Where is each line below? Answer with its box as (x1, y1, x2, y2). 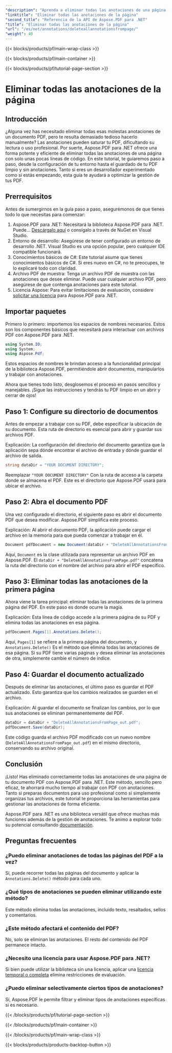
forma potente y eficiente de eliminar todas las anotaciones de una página (5, 150, 162, 156)
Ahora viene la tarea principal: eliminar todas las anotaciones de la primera (5, 599, 163, 605)
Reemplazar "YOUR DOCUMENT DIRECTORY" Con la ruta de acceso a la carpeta (5, 472, 163, 478)
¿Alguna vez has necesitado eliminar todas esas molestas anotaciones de (5, 128, 161, 134)
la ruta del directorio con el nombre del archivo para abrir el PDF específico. (5, 562, 165, 568)
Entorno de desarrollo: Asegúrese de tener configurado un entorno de (12, 237, 161, 244)
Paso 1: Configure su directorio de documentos (5, 407, 159, 416)
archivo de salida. (5, 453, 42, 459)
